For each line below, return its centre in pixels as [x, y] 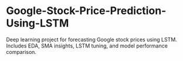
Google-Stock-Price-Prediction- [86, 11]
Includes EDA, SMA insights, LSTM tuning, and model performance [87, 46]
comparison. [21, 52]
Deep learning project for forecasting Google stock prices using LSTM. [91, 39]
